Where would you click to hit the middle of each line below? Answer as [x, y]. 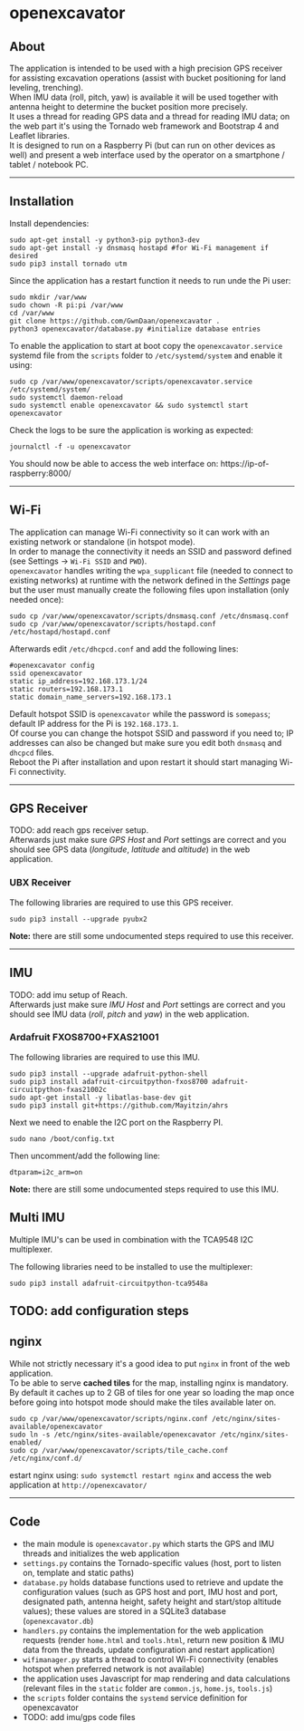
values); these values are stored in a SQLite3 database [124, 1610]
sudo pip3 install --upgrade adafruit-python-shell [109, 1073]
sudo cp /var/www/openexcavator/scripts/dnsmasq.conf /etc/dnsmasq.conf [149, 616]
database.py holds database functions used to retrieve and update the [152, 1582]
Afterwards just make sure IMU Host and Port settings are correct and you [147, 1004]
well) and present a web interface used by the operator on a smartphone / [147, 155]
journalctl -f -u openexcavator [70, 447]
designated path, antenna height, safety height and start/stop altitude [152, 1601]
